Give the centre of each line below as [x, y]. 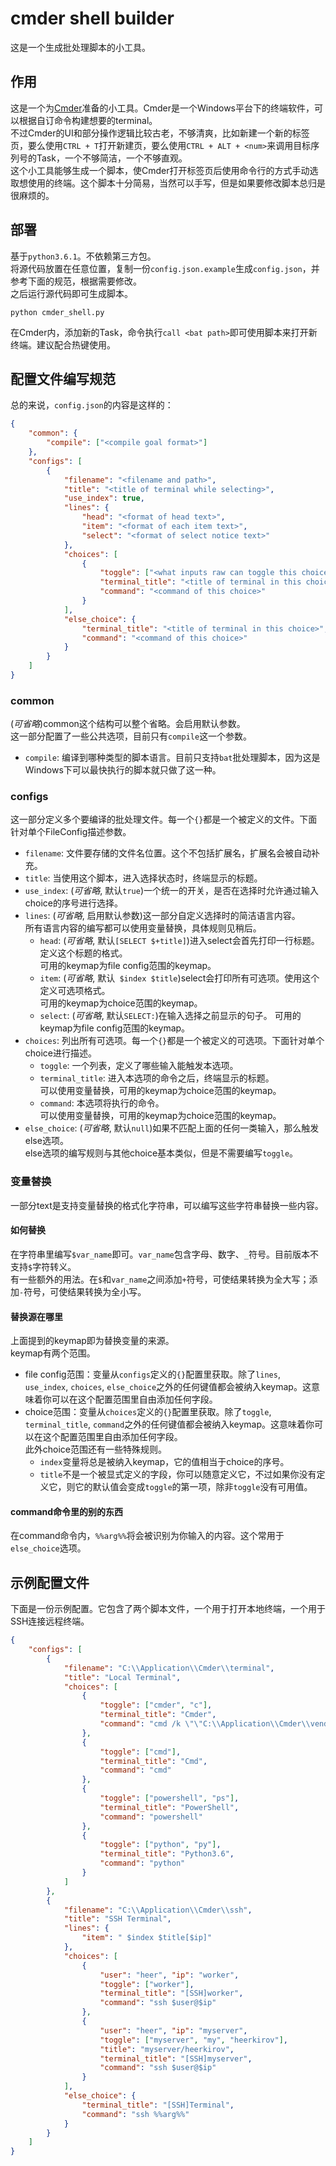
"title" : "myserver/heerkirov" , [167, 2049]
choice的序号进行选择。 [74, 903]
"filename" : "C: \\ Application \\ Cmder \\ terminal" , [169, 1668]
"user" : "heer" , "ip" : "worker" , [169, 1975]
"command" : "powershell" [151, 1817]
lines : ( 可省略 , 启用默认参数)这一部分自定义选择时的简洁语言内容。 [162, 916]
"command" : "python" [142, 1863]
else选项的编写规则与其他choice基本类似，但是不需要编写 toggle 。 [161, 1153]
